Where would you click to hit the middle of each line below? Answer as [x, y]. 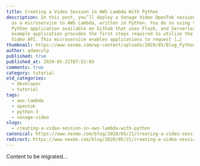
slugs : [14, 123]
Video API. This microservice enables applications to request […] [97, 39]
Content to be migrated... [37, 156]
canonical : [20, 134]
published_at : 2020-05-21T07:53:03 [50, 62]
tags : [13, 95]
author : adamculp [28, 51]
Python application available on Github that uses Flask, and [90, 28]
